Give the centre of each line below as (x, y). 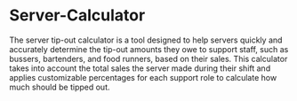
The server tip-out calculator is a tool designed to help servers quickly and (146, 40)
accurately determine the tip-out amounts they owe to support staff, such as (149, 49)
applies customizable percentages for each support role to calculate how (143, 77)
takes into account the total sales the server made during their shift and (140, 68)
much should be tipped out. (60, 87)
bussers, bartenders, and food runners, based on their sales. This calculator (148, 58)
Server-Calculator (77, 16)
